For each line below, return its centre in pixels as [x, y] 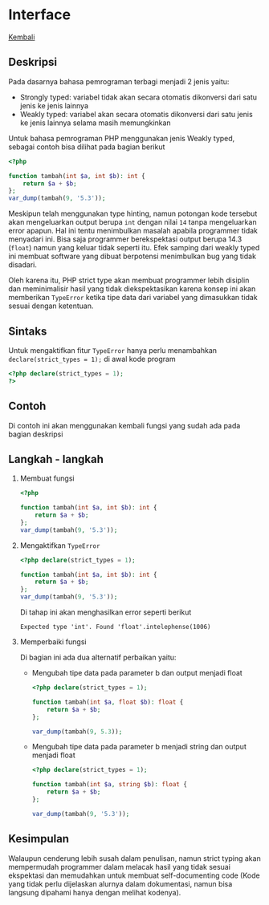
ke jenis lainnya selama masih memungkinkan [95, 123]
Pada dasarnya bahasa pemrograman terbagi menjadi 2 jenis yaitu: [119, 81]
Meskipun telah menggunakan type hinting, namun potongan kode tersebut [133, 213]
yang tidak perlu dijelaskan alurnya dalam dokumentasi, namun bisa [120, 883]
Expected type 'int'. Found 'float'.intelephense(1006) [115, 627]
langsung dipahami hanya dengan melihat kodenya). [95, 892]
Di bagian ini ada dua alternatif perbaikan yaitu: [98, 657]
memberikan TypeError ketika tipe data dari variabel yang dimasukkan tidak [133, 298]
